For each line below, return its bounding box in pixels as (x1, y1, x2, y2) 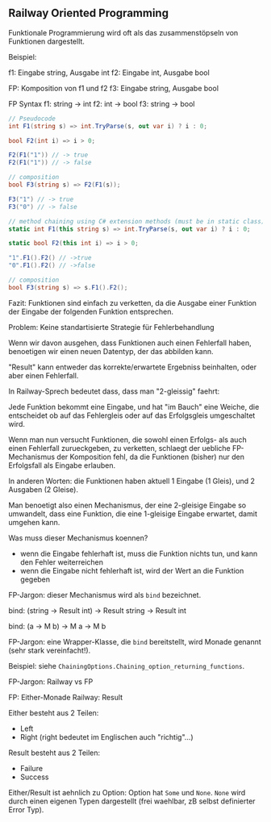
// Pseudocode (8, 115, 56, 123)
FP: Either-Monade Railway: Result (8, 692, 123, 702)
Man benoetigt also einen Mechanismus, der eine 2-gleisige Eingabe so (8, 500, 247, 510)
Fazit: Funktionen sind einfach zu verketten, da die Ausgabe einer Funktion (8, 298, 256, 307)
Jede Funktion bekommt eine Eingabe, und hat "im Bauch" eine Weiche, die (8, 402, 260, 411)
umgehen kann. (8, 517, 60, 527)
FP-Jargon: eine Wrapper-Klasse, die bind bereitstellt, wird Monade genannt (8, 636, 262, 646)
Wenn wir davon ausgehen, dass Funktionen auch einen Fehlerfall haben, (8, 338, 252, 348)
